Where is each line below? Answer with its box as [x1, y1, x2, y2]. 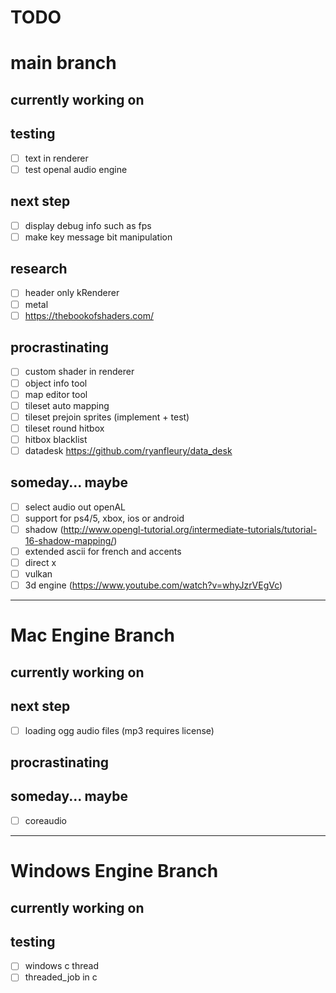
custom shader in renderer [24, 366, 135, 378]
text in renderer [24, 152, 89, 164]
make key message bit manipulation [24, 231, 173, 243]
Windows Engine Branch [10, 860, 219, 883]
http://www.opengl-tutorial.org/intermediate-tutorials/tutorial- [63, 523, 318, 535]
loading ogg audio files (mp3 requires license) [24, 724, 215, 736]
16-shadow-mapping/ [24, 534, 115, 546]
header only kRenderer [24, 287, 120, 299]
